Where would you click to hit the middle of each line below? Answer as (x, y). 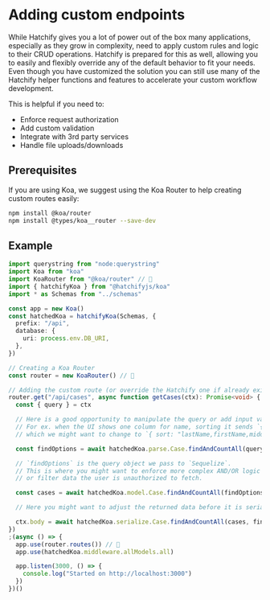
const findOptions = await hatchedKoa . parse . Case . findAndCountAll (129, 449)
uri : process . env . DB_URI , (66, 339)
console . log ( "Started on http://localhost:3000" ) (108, 574)
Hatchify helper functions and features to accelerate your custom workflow (133, 80)
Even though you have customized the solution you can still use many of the (134, 71)
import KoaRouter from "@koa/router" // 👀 (80, 279)
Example (31, 246)
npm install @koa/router (50, 213)
